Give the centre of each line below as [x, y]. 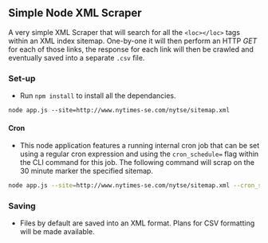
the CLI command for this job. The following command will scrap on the [137, 163]
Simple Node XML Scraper [75, 13]
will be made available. [57, 232]
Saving [22, 206]
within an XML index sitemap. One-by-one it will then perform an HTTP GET [133, 41]
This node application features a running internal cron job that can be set [140, 146]
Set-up [22, 78]
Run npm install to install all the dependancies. [98, 96]
